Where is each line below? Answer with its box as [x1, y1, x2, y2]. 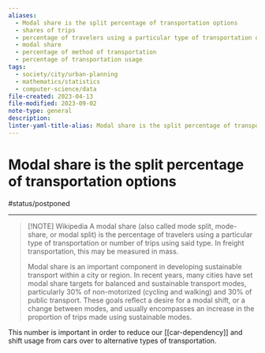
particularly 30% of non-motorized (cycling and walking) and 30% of [27, 287, 252, 296]
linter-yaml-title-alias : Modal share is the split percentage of [8, 122, 231, 130]
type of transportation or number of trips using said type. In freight [27, 238, 244, 247]
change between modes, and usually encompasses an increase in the [27, 303, 255, 313]
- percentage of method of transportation [15, 48, 157, 56]
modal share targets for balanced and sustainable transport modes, [27, 278, 247, 288]
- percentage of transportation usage [15, 56, 144, 64]
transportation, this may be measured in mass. [27, 246, 179, 256]
